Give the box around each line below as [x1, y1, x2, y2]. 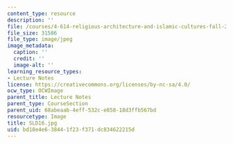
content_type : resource [7, 10, 76, 17]
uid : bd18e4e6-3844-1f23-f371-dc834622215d [7, 126, 135, 133]
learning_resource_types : [7, 68, 82, 75]
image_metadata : [7, 42, 54, 49]
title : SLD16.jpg [7, 119, 58, 127]
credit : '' [13, 55, 45, 62]
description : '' [7, 17, 54, 24]
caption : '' [13, 49, 49, 56]
